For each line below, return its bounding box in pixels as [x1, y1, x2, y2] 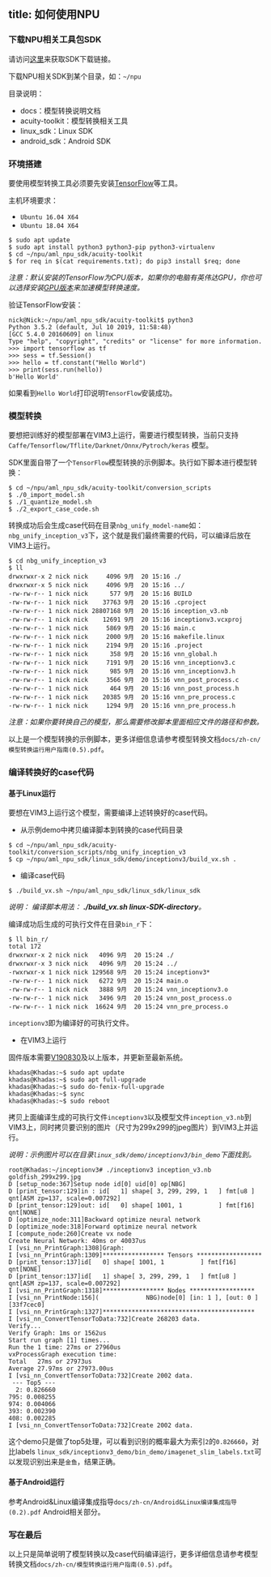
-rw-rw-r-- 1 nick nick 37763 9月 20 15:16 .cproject [8, 598, 207, 606]
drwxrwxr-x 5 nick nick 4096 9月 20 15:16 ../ [8, 581, 185, 589]
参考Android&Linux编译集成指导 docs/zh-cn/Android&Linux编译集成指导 [8, 1497, 237, 1506]
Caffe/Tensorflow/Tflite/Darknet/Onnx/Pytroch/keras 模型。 [8, 440, 213, 450]
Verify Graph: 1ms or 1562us [8, 1329, 107, 1338]
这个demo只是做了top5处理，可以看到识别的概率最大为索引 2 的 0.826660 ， [8, 1437, 252, 1446]
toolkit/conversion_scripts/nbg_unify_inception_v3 [8, 848, 186, 857]
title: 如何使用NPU [8, 7, 100, 22]
